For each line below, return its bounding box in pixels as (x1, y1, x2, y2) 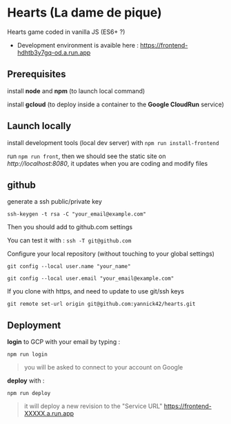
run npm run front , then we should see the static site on (7, 152, 166, 160)
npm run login (7, 351, 48, 358)
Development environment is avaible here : (17, 41, 139, 49)
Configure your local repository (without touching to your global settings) (7, 250, 215, 258)
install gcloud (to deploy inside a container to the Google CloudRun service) (7, 100, 224, 108)
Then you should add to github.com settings (7, 223, 133, 231)
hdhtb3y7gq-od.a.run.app (17, 48, 91, 57)
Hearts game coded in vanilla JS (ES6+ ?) (7, 28, 125, 36)
